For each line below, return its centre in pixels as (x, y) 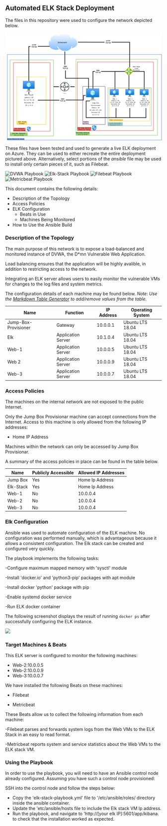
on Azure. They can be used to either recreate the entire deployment (75, 153)
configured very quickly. (30, 549)
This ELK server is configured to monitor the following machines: (71, 655)
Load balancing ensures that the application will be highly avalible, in (76, 264)
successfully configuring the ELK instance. (49, 621)
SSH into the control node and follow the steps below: (60, 788)
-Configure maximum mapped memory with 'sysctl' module (66, 568)
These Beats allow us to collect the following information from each (74, 714)
